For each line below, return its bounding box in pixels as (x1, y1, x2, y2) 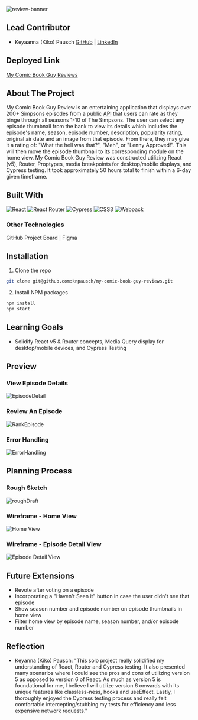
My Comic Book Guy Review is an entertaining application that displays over (6, 104, 191, 111)
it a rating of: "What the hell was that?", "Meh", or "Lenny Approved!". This (6, 142, 187, 149)
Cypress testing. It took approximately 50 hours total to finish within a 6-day (6, 167, 191, 174)
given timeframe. (6, 173, 48, 180)
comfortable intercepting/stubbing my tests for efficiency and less (14, 700, 176, 708)
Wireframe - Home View (6, 512, 77, 520)
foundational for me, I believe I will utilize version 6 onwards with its (14, 682, 180, 689)
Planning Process (6, 466, 72, 476)
